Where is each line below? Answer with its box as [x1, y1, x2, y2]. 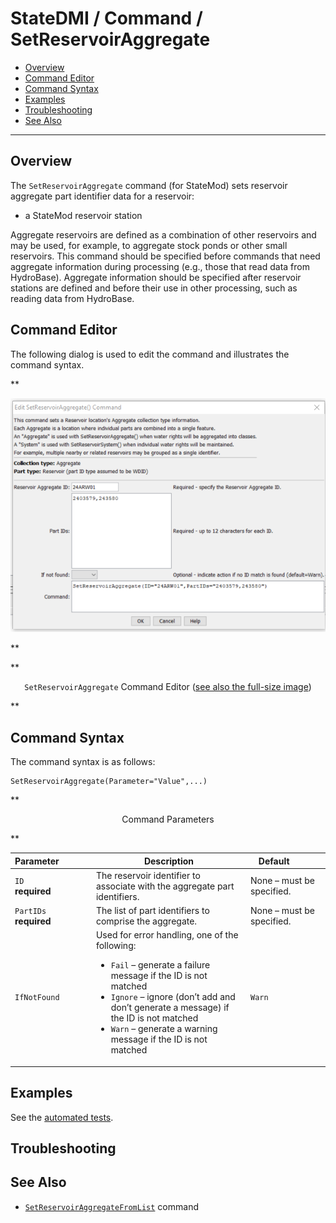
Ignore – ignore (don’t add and [110, 991, 236, 1003]
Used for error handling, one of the [95, 929, 239, 941]
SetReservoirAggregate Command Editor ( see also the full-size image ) [24, 681, 312, 693]
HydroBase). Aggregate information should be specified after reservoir [10, 271, 302, 283]
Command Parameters [121, 813, 215, 826]
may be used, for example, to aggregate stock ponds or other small [10, 239, 288, 251]
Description [143, 855, 195, 867]
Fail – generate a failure [110, 959, 211, 971]
